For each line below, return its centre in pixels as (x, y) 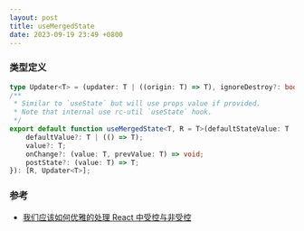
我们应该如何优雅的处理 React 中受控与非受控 (107, 217)
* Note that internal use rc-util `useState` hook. (113, 112)
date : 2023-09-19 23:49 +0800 (66, 34)
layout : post (34, 18)
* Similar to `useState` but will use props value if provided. (137, 104)
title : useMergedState (52, 26)
